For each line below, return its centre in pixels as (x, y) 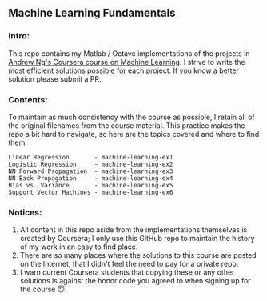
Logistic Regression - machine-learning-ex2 (91, 164)
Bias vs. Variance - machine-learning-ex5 (91, 185)
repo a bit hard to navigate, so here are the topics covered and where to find (134, 134)
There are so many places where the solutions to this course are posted (138, 255)
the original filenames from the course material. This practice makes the (127, 125)
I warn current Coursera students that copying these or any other (127, 272)
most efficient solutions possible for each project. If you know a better (124, 70)
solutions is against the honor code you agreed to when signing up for (135, 281)
